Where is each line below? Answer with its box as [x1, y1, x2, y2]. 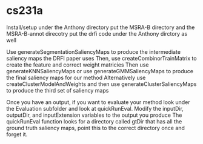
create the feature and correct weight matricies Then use [6, 61, 149, 68]
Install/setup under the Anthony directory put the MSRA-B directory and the [6, 24, 195, 31]
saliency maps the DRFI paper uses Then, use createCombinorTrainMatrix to [6, 54, 197, 62]
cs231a [6, 4, 44, 18]
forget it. [6, 131, 28, 138]
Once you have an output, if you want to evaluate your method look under [6, 98, 190, 106]
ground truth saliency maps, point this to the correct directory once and [6, 124, 185, 131]
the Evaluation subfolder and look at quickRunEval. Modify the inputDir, [6, 105, 184, 112]
